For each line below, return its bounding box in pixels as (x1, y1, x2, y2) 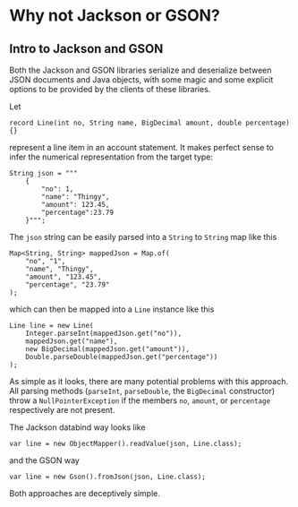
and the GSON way (9, 455, 81, 466)
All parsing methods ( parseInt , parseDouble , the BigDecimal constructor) (9, 386, 276, 396)
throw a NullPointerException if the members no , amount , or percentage (9, 395, 271, 406)
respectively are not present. (9, 405, 115, 415)
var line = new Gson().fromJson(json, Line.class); (9, 472, 206, 481)
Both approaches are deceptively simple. (9, 488, 161, 498)
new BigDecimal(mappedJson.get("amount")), (25, 345, 191, 354)
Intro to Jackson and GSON (9, 41, 164, 56)
